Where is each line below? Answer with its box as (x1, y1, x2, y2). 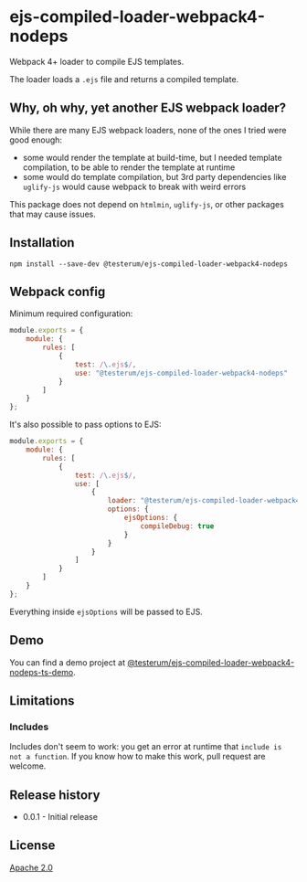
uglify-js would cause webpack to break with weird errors (22, 181, 247, 192)
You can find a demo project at (9, 656, 126, 668)
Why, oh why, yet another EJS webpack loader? (9, 101, 287, 116)
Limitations (9, 693, 75, 708)
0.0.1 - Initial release (22, 812, 99, 823)
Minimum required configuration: (9, 308, 133, 319)
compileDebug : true (140, 521, 215, 531)
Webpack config (9, 283, 106, 299)
